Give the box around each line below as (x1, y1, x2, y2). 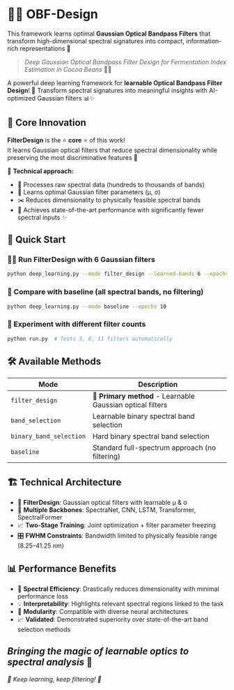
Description (138, 380, 178, 390)
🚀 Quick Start (7, 234, 66, 246)
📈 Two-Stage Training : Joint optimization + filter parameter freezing (17, 521, 216, 529)
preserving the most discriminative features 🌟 (7, 153, 138, 161)
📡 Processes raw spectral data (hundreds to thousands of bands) (17, 180, 205, 189)
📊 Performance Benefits (7, 562, 117, 575)
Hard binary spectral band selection (92, 432, 210, 441)
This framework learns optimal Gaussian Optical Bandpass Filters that (7, 29, 211, 38)
